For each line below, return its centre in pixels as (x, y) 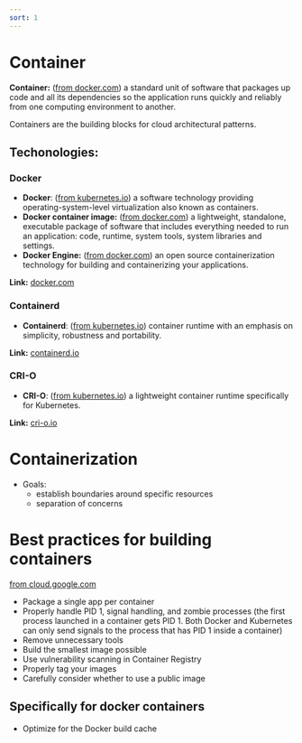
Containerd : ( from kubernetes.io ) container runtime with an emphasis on (158, 325)
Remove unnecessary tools (73, 640)
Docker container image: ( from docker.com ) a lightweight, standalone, (154, 217)
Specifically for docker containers (107, 706)
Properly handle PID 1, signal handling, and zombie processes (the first (154, 611)
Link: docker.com (42, 283)
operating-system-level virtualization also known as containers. (140, 208)
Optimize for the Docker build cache (90, 729)
